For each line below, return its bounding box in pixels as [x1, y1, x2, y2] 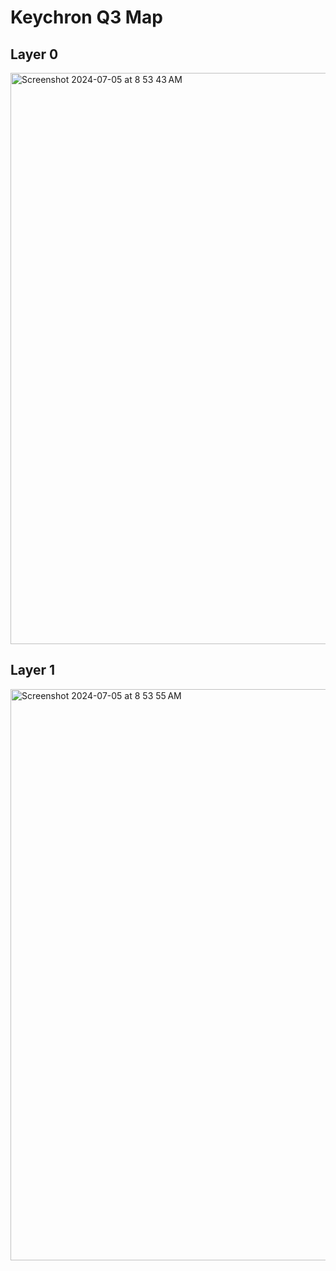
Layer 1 [10, 662, 56, 679]
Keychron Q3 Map [10, 6, 163, 29]
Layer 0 [10, 46, 59, 63]
